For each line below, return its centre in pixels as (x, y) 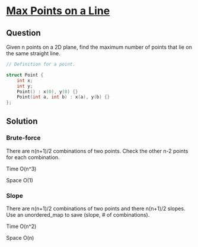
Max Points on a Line (58, 11)
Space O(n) (20, 238)
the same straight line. (33, 53)
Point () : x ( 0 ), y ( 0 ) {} (47, 91)
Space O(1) (20, 180)
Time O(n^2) (21, 226)
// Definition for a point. (41, 64)
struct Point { (25, 75)
